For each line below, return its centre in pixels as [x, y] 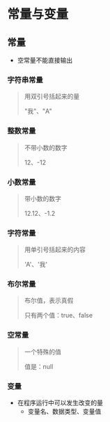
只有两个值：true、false [58, 315]
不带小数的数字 [46, 148]
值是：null [39, 366]
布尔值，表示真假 [49, 301]
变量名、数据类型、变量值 [64, 412]
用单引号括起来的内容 [55, 250]
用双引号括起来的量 [52, 96]
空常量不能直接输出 [45, 60]
